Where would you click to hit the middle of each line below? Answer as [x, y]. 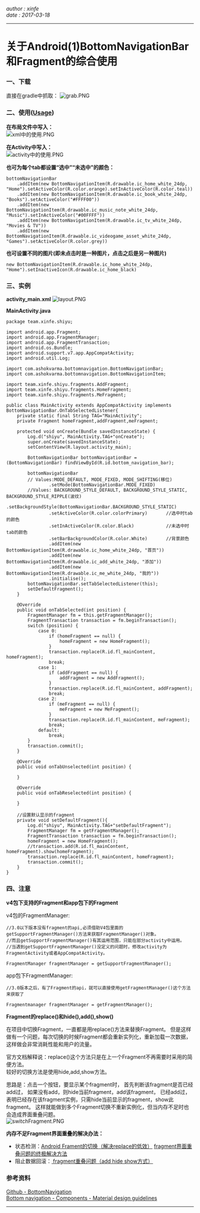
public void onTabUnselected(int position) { [74, 767]
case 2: [48, 699]
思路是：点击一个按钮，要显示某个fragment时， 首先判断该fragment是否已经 [100, 1085]
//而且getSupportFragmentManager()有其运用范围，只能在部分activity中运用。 [95, 941]
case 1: [48, 668]
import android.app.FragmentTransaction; [58, 343]
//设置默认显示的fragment [46, 815]
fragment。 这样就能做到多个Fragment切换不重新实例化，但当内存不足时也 [98, 1107]
